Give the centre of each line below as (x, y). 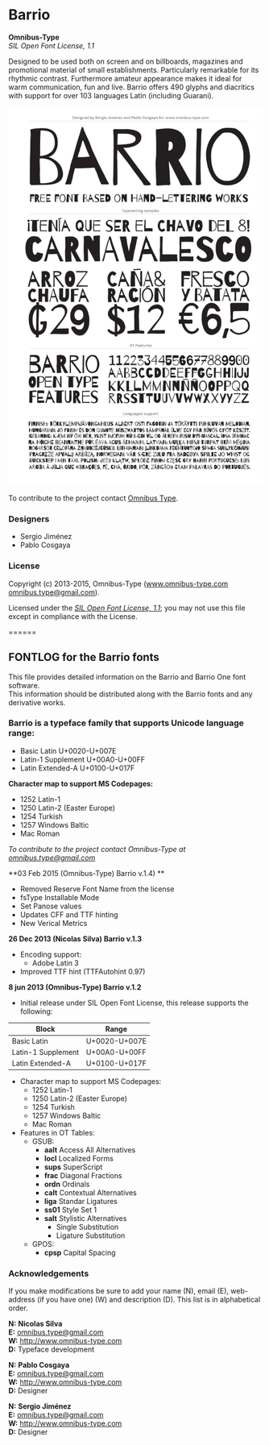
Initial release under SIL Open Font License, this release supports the (134, 1003)
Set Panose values (51, 906)
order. (18, 1308)
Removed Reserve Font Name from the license (97, 889)
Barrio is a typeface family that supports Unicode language (126, 723)
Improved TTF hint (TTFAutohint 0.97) (83, 971)
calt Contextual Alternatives (90, 1192)
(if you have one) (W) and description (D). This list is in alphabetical (149, 1299)
